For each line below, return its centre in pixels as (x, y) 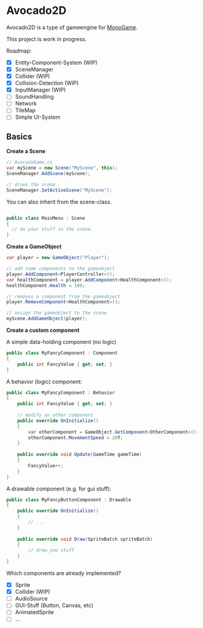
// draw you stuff (51, 550)
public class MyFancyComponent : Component (62, 353)
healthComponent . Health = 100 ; (46, 285)
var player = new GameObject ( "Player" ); (58, 258)
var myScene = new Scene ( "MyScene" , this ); (62, 168)
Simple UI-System (38, 117)
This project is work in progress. (46, 39)
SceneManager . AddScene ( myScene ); (48, 174)
